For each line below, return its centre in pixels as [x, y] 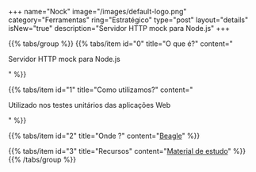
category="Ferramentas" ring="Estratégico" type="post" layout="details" [128, 20]
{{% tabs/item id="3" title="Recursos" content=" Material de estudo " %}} [127, 151]
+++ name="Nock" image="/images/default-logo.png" [97, 11]
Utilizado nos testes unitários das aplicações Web [90, 105]
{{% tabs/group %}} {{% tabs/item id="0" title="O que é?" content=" [121, 44]
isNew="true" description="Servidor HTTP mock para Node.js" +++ [119, 28]
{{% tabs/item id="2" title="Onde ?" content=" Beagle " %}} [104, 136]
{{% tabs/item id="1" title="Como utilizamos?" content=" [101, 90]
